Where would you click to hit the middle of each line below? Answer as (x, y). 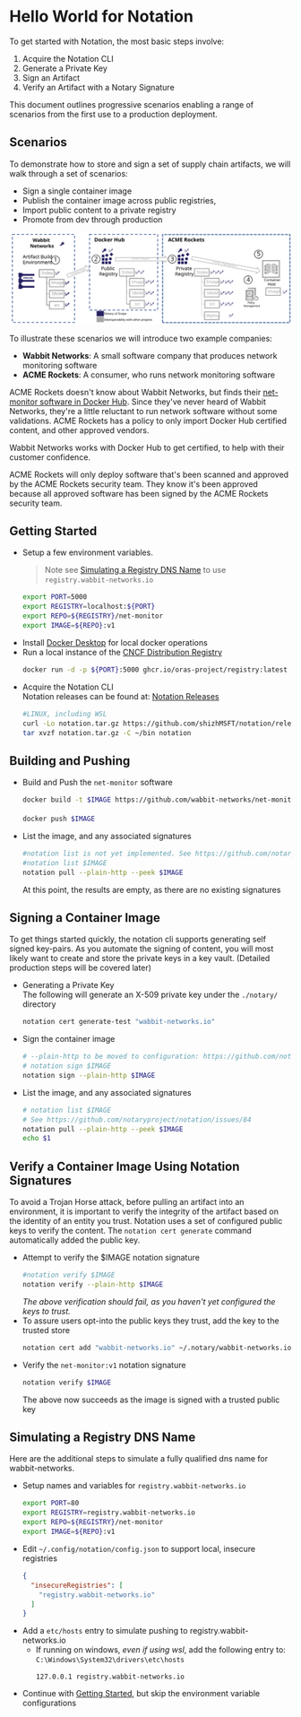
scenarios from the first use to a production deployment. (113, 114)
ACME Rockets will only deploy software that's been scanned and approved (149, 474)
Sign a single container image (77, 191)
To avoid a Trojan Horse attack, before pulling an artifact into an (127, 1202)
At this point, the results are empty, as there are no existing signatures (151, 889)
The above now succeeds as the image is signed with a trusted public (151, 1400)
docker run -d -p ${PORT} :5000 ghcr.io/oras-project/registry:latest (155, 670)
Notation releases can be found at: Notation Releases (120, 696)
